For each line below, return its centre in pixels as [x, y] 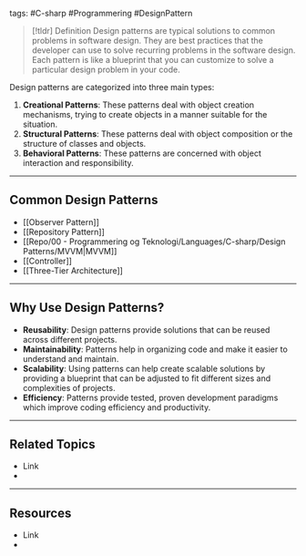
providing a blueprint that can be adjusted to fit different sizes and [147, 378]
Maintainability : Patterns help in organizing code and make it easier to [155, 349]
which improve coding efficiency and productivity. [117, 407]
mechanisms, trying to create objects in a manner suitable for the [145, 114]
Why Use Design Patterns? [87, 308]
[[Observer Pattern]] [61, 221]
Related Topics [52, 444]
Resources [41, 513]
